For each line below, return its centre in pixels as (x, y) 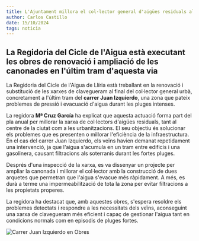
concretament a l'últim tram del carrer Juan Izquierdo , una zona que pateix (98, 98)
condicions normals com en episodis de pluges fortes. (72, 221)
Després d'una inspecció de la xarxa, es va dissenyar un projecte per (91, 165)
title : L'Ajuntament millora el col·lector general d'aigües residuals (96, 12)
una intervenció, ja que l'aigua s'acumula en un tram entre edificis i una (93, 147)
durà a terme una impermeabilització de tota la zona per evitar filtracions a (97, 184)
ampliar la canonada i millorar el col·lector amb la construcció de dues (92, 171)
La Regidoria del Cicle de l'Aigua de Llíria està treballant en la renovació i (95, 85)
